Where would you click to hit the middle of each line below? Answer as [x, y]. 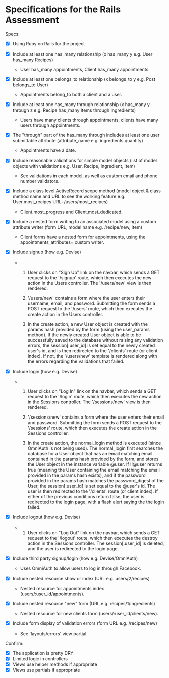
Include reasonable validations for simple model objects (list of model [85, 161]
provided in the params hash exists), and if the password [87, 475]
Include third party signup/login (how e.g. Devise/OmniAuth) [75, 558]
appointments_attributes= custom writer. [62, 242]
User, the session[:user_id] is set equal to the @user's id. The [91, 486]
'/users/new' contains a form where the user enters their [86, 298]
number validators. [40, 181]
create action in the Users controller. [65, 314]
